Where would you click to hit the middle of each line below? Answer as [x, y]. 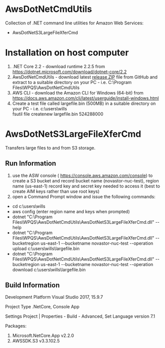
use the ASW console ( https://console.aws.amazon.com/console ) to [82, 175]
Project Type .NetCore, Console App [42, 307]
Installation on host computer [67, 53]
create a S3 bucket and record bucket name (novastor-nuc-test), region [86, 180]
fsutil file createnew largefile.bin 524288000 [58, 114]
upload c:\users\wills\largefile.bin [46, 248]
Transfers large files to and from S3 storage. [50, 148]
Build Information [32, 285]
